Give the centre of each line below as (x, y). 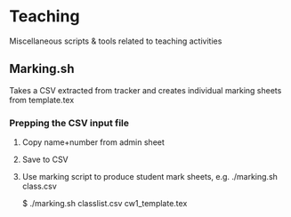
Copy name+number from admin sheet (93, 142)
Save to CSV (45, 160)
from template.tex (42, 100)
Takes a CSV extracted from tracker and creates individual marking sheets (145, 90)
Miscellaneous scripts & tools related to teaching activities (116, 41)
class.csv (40, 186)
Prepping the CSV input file (69, 123)
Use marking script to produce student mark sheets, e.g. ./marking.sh (150, 177)
